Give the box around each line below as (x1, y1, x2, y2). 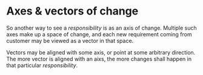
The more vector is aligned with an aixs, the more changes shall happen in (6, 55, 192, 62)
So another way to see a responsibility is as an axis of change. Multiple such (6, 24, 197, 31)
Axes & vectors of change (6, 4, 139, 18)
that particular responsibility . (6, 62, 78, 69)
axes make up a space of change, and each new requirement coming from (6, 30, 192, 37)
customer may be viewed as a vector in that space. (6, 37, 134, 44)
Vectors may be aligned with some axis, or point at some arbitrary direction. (6, 48, 196, 56)
